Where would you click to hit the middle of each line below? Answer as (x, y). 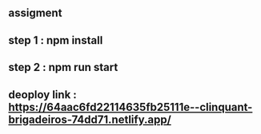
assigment (35, 13)
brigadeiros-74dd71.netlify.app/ (90, 119)
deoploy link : (43, 95)
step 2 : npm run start (63, 67)
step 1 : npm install (56, 40)
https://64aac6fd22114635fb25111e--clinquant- (130, 107)
